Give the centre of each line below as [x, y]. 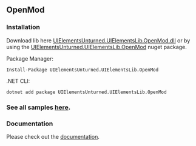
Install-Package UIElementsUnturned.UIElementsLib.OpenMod [83, 70]
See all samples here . [39, 107]
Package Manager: [30, 58]
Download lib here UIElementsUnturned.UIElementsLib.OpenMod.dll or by [98, 40]
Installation [23, 27]
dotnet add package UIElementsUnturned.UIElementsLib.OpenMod [86, 92]
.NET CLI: [18, 81]
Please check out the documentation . [53, 136]
